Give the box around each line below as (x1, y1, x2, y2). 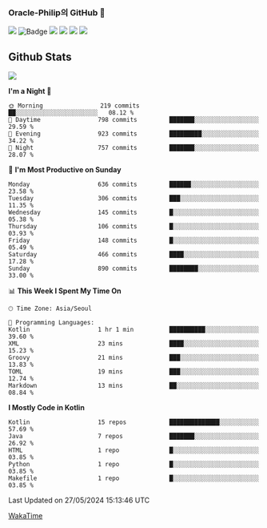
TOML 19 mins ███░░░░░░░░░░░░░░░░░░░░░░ (8, 368, 260, 376)
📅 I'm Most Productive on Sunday (8, 165, 122, 175)
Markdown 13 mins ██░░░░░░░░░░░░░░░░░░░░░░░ (8, 382, 260, 390)
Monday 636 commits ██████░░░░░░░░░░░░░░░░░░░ (8, 180, 260, 189)
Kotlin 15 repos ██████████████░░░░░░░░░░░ (8, 418, 260, 426)
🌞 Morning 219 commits (8, 102, 140, 110)
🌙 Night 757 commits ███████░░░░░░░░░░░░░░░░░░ (8, 144, 260, 152)
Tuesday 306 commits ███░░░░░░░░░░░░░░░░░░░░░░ (8, 195, 260, 203)
